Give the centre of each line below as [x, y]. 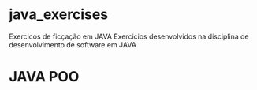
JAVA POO [44, 77]
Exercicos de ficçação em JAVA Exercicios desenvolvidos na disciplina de [129, 36]
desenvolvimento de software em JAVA [73, 44]
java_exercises [59, 15]
